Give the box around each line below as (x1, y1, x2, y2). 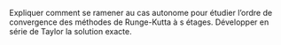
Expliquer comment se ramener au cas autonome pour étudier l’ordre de (9, 8, 273, 18)
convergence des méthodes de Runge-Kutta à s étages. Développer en (9, 17, 269, 27)
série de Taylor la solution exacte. (9, 26, 132, 36)
